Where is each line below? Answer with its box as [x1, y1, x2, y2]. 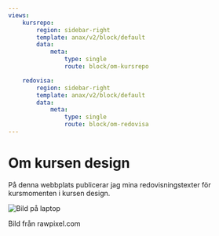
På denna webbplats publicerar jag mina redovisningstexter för [8, 180, 212, 189]
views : [8, 11, 30, 20]
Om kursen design [8, 154, 130, 172]
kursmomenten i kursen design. [8, 188, 111, 198]
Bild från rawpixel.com [8, 219, 81, 228]
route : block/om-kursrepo [64, 63, 149, 71]
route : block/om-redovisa [64, 121, 149, 129]
